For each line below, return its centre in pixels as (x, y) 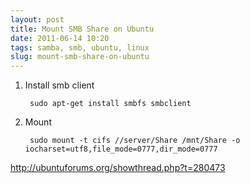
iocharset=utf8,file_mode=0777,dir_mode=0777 (121, 149)
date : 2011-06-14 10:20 (60, 38)
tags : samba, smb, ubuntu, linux (80, 47)
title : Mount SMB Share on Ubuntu (82, 29)
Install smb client (59, 85)
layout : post (37, 19)
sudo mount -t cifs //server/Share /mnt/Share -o (135, 141)
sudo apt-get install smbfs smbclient (110, 104)
